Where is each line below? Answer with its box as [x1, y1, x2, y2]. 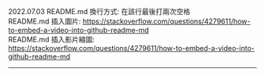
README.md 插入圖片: [8, 16, 81, 26]
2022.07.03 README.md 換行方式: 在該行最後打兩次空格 [8, 7, 191, 16]
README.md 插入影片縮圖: [8, 34, 95, 44]
